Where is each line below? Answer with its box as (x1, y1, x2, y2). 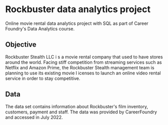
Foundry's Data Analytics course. (5, 25, 75, 31)
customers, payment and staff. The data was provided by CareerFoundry (5, 109, 157, 115)
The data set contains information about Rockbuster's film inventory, (5, 103, 148, 109)
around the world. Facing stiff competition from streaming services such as (5, 59, 162, 65)
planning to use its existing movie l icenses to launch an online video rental (5, 70, 161, 76)
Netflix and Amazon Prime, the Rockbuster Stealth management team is (5, 64, 154, 70)
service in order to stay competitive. (5, 75, 80, 81)
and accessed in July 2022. (5, 114, 63, 120)
